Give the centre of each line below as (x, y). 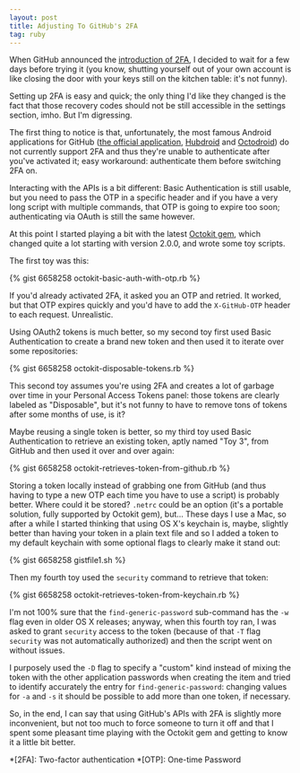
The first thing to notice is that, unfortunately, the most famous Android (140, 133)
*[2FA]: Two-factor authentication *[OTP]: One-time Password (125, 760)
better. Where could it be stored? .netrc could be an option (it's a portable (146, 505)
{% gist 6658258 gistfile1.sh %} (68, 560)
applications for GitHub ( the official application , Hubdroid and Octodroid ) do (149, 142)
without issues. (37, 650)
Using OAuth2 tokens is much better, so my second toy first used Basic (140, 332)
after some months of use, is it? (67, 414)
